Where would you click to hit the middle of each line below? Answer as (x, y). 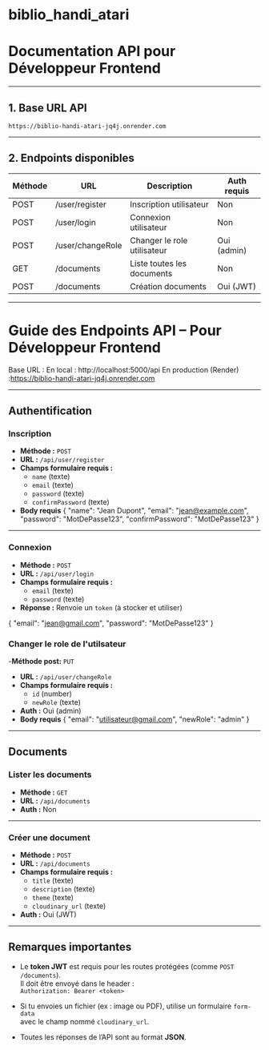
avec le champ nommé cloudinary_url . (84, 1021)
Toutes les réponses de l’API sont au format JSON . (103, 1037)
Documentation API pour (92, 52)
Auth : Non (38, 809)
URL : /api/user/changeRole (66, 676)
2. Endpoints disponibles (71, 158)
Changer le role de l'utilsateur (67, 644)
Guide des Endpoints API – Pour (115, 330)
